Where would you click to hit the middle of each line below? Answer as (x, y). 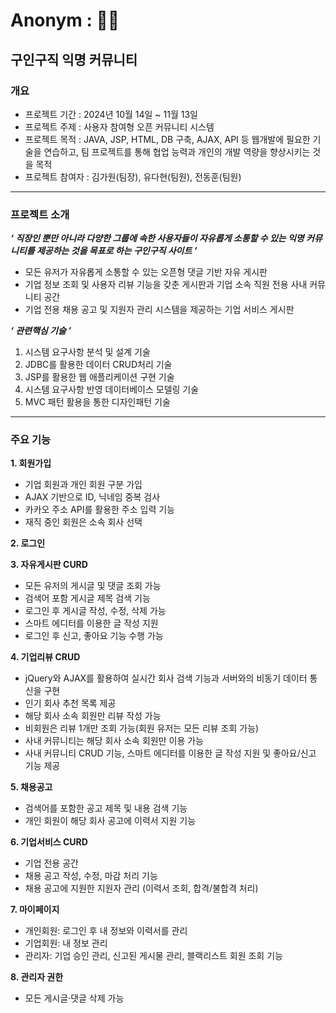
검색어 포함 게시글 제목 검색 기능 (87, 598)
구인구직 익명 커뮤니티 (74, 59)
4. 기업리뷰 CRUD (45, 657)
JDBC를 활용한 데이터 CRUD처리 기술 (98, 365)
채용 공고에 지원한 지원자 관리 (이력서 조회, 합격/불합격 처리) (141, 888)
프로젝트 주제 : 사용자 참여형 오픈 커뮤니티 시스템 (119, 126)
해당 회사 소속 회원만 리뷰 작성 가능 (93, 716)
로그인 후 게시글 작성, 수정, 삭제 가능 (95, 611)
